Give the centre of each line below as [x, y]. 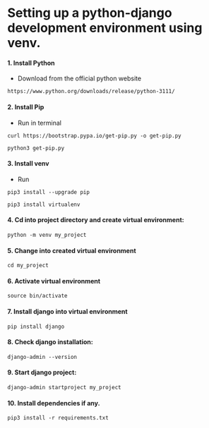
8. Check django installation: [50, 342]
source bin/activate [38, 296]
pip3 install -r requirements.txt [58, 418]
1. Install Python [31, 63]
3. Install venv [28, 164]
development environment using [105, 28]
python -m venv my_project [47, 235]
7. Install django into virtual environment [68, 311]
